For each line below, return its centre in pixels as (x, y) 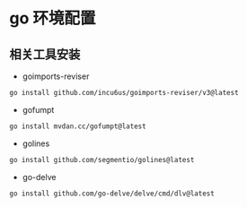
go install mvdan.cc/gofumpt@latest (78, 126)
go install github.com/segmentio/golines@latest (102, 160)
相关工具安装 (45, 54)
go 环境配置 (53, 18)
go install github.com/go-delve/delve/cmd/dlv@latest (112, 194)
